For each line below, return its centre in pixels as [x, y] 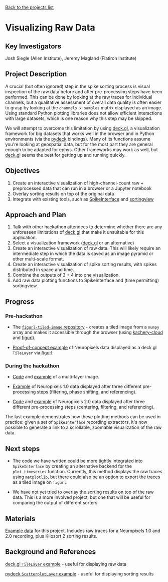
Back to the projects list [30, 7]
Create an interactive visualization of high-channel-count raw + [78, 183]
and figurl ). [24, 338]
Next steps [23, 449]
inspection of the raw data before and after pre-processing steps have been [84, 91]
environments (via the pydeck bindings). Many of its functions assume [78, 139]
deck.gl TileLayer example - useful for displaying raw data [66, 564]
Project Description [36, 74]
